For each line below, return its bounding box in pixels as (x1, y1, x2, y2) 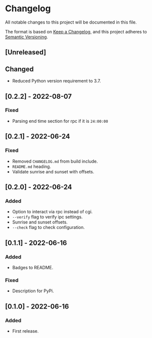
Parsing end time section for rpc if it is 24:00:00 (12, 118, 108, 124)
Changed (5, 65, 34, 73)
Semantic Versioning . (5, 34, 48, 40)
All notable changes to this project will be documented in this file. (5, 19, 137, 25)
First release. (12, 328, 39, 334)
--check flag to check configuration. (12, 225, 85, 230)
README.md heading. (12, 163, 51, 169)
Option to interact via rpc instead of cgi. (12, 209, 93, 215)
